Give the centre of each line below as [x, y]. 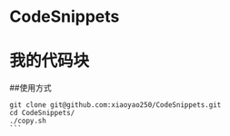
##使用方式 [30, 88]
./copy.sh [28, 121]
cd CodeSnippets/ [42, 113]
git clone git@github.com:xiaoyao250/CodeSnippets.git [115, 105]
